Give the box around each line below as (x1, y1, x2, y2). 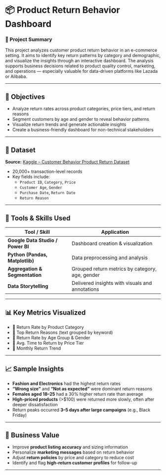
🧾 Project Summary (5, 36, 53, 43)
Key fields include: (12, 174, 50, 180)
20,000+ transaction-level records (12, 168, 83, 174)
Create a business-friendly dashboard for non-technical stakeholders (12, 127, 154, 133)
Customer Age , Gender (19, 184, 63, 190)
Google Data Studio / (7, 237, 58, 244)
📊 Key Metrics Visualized (5, 309, 86, 317)
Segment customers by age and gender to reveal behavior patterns (12, 116, 149, 122)
